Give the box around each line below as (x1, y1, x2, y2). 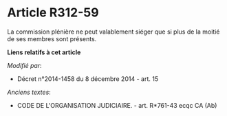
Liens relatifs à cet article (7, 48, 81, 56)
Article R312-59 (7, 5, 99, 21)
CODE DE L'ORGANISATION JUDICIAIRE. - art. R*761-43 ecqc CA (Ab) (17, 101, 217, 109)
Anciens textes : (7, 88, 52, 96)
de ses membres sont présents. (7, 34, 97, 43)
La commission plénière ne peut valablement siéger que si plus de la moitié (7, 27, 220, 36)
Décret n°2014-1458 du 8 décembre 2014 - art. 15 (17, 74, 159, 83)
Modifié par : (7, 61, 43, 69)
